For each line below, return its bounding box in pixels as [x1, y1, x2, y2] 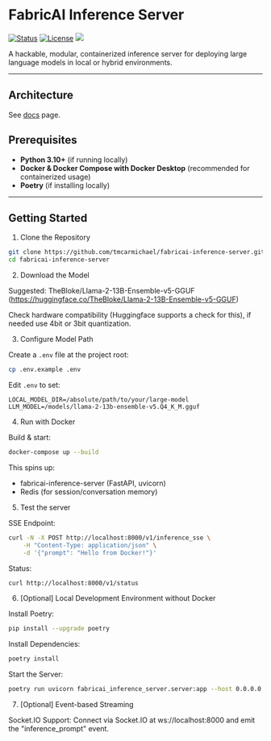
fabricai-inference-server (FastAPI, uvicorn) [19, 478, 167, 488]
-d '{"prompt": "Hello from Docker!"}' [23, 548, 157, 557]
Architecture [8, 89, 74, 102]
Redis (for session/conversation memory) [19, 486, 158, 497]
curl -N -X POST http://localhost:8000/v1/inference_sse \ [8, 534, 211, 542]
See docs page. [8, 110, 60, 119]
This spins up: [8, 462, 55, 472]
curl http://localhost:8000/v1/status [8, 579, 139, 587]
